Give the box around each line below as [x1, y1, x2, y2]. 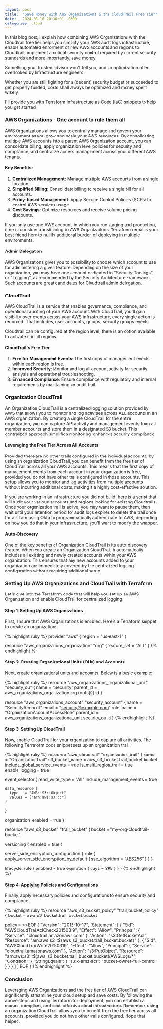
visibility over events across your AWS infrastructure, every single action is [5, 314, 155, 320]
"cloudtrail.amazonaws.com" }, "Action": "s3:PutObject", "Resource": [5, 948, 144, 954]
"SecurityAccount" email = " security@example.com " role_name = [5, 704, 137, 710]
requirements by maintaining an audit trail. [12, 382, 97, 388]
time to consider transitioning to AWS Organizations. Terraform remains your [5, 227, 159, 232]
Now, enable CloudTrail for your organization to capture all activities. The [5, 737, 151, 743]
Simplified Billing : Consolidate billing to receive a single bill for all [12, 186, 144, 192]
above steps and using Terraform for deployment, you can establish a [5, 997, 145, 1003]
